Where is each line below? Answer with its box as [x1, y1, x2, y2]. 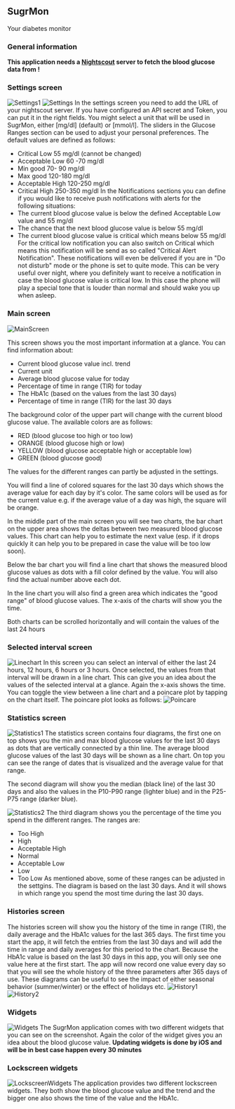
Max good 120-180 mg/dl [17, 172, 90, 180]
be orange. [7, 503, 39, 512]
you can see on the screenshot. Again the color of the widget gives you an [7, 1030, 222, 1039]
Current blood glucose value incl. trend [17, 359, 131, 368]
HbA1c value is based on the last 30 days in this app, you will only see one [7, 952, 222, 961]
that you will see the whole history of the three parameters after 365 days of [7, 967, 228, 976]
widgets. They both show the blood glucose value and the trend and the [7, 1087, 215, 1095]
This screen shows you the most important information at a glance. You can [7, 338, 226, 347]
